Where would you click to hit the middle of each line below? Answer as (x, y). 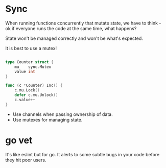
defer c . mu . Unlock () (36, 95)
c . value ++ (25, 100)
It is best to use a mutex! (31, 48)
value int (25, 71)
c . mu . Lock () (27, 90)
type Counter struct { (29, 62)
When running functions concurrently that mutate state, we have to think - (83, 23)
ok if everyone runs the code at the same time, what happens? (71, 28)
